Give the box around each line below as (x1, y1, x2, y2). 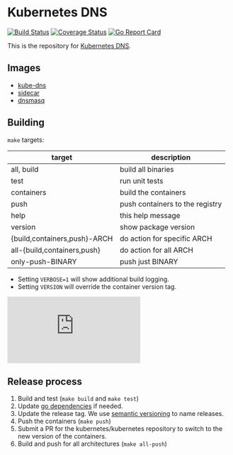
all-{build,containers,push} (11, 245, 101, 255)
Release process (7, 375, 83, 388)
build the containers (119, 187, 186, 197)
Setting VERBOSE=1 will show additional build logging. (17, 275, 170, 283)
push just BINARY (119, 256, 178, 266)
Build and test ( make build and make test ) (17, 395, 140, 403)
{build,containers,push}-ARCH (11, 234, 113, 243)
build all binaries (119, 164, 175, 174)
